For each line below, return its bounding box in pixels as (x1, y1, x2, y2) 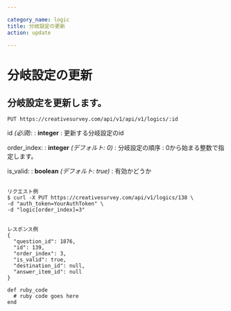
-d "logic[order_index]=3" (7, 206, 85, 214)
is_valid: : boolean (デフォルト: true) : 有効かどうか (7, 167, 152, 176)
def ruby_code (7, 287, 49, 294)
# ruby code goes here (13, 293, 79, 300)
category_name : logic (7, 16, 70, 23)
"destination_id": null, (13, 262, 85, 269)
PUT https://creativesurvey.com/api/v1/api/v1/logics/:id (7, 116, 178, 123)
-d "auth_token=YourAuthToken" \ (7, 201, 104, 208)
